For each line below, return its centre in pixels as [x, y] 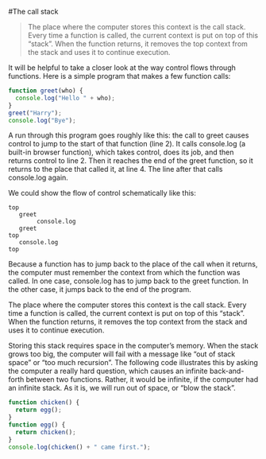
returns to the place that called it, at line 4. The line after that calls [116, 169]
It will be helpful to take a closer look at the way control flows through [122, 68]
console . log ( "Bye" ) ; [42, 120]
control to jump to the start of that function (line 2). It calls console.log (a [127, 144]
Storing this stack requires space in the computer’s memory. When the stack [133, 346]
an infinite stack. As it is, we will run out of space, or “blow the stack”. [122, 388]
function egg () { [37, 425]
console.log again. [39, 177]
